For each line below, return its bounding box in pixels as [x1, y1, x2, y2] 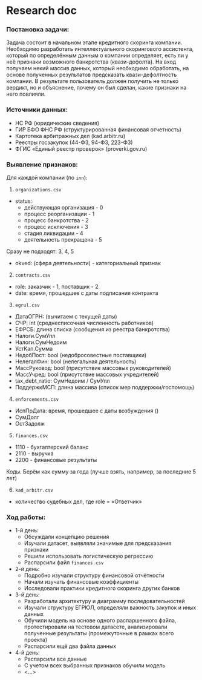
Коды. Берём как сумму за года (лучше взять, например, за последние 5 [6, 468, 197, 475]
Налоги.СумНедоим [15, 338, 67, 346]
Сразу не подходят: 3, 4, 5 [6, 248, 74, 255]
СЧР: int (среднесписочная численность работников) [15, 319, 154, 327]
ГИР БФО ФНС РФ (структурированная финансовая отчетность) [15, 125, 181, 133]
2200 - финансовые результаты [15, 457, 97, 464]
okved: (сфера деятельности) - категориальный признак [15, 260, 161, 267]
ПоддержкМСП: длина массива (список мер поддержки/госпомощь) [15, 384, 195, 391]
